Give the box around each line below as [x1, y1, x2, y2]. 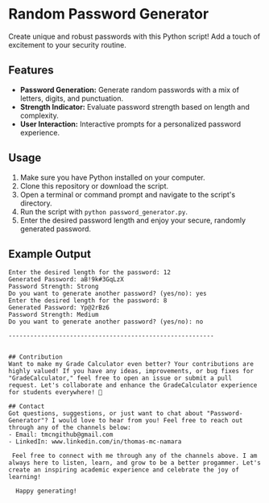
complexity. [19, 110, 59, 120]
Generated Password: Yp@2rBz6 [8, 304, 110, 312]
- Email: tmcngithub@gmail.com [8, 430, 114, 439]
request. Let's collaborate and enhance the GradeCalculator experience [8, 381, 258, 389]
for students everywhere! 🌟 [8, 389, 103, 397]
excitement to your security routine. [8, 39, 127, 49]
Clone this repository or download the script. [19, 181, 169, 190]
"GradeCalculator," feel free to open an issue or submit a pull [8, 374, 232, 383]
